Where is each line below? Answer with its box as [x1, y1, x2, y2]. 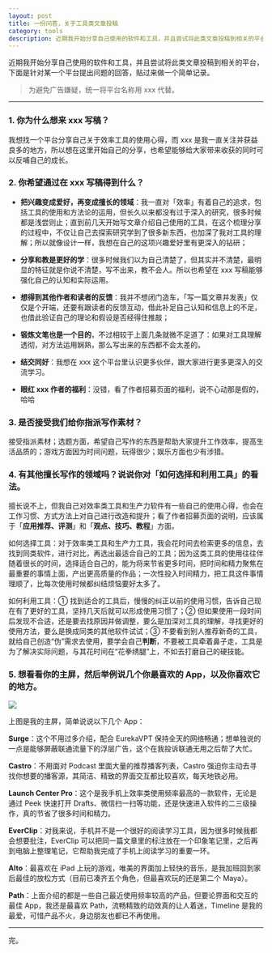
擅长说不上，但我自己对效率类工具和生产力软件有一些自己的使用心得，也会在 [8, 501, 264, 511]
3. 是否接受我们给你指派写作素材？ [8, 416, 143, 428]
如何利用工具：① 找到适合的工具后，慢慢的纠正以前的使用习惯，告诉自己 [8, 596, 255, 606]
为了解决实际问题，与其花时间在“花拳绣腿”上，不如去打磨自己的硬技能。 [8, 647, 249, 657]
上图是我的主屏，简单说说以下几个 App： [8, 716, 145, 725]
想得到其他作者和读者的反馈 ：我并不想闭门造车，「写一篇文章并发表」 [19, 292, 251, 302]
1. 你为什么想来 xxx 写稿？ [8, 115, 110, 126]
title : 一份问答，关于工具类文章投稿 [8, 19, 119, 28]
